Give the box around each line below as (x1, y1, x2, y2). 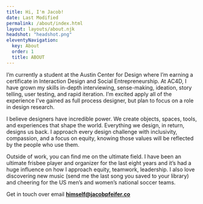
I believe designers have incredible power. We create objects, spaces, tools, (6, 115, 197, 122)
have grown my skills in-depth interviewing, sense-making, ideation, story (6, 83, 192, 91)
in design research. (6, 103, 55, 110)
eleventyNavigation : (6, 37, 59, 43)
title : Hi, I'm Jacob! (6, 9, 64, 15)
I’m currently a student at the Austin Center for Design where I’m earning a (6, 71, 193, 78)
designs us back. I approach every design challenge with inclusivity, (6, 128, 178, 135)
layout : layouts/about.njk (6, 26, 75, 32)
